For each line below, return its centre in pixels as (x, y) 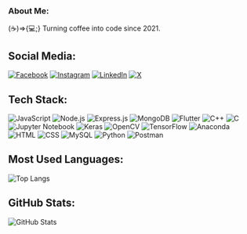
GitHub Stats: (42, 203)
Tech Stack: (38, 99)
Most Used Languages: (66, 159)
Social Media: (42, 56)
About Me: (29, 11)
